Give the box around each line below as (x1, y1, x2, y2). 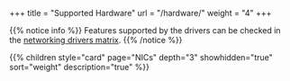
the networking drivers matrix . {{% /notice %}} (9, 35, 183, 45)
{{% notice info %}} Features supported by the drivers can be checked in (9, 25, 281, 35)
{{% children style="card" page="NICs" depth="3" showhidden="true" (9, 52, 273, 62)
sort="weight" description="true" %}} (9, 62, 150, 72)
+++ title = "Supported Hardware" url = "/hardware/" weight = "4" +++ (9, 8, 272, 18)
